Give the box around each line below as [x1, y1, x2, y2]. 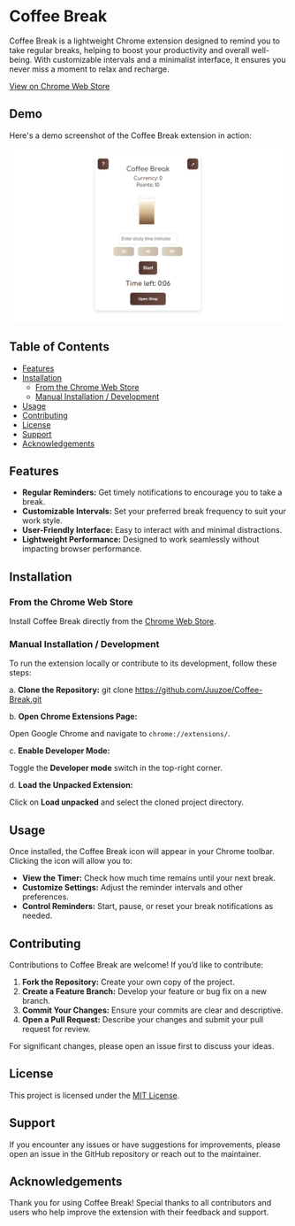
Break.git [9, 694, 42, 705]
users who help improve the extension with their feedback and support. [9, 1207, 269, 1218]
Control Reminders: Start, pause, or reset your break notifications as [21, 901, 274, 912]
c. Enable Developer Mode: [9, 745, 110, 756]
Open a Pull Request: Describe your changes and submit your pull [21, 1014, 263, 1024]
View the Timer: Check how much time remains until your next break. [21, 873, 276, 883]
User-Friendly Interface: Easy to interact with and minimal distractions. [21, 525, 283, 536]
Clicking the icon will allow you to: [9, 856, 132, 867]
